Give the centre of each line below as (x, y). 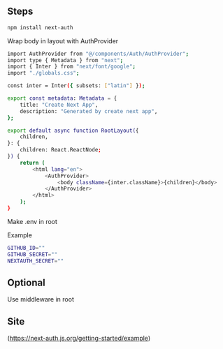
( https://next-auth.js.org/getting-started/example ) (79, 339)
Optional (26, 282)
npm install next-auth (40, 27)
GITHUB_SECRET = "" (33, 254)
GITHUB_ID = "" (26, 248)
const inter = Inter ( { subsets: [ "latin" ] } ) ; (76, 86)
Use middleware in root (41, 299)
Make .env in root (33, 221)
